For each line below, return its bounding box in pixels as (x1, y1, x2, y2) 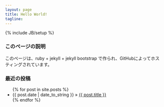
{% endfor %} (12, 97, 41, 103)
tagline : (5, 16, 23, 21)
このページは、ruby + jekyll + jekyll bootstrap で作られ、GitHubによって (5, 55, 151, 61)
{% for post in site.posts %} (12, 86, 69, 92)
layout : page (5, 7, 32, 12)
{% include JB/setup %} (5, 30, 54, 36)
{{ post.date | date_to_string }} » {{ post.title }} (12, 92, 107, 98)
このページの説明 (5, 43, 46, 50)
